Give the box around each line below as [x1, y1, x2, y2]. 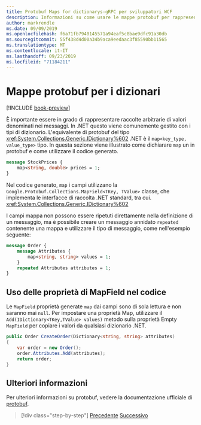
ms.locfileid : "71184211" [6, 59, 71, 65]
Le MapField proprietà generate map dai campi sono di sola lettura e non [6, 303, 181, 310]
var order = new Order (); [17, 345, 82, 351]
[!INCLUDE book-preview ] [6, 104, 71, 111]
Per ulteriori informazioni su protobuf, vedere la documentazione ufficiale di [6, 394, 193, 401]
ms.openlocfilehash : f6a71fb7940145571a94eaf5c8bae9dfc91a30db [6, 31, 167, 37]
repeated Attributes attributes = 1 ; [17, 265, 111, 271]
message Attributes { [17, 248, 71, 254]
